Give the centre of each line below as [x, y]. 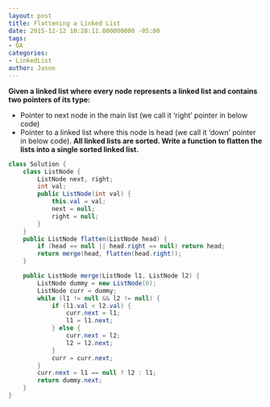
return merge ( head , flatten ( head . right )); [110, 254]
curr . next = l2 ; [93, 335]
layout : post [30, 16]
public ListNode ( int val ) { [84, 194]
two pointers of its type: [50, 99]
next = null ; [73, 209]
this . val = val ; [79, 202]
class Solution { [37, 164]
